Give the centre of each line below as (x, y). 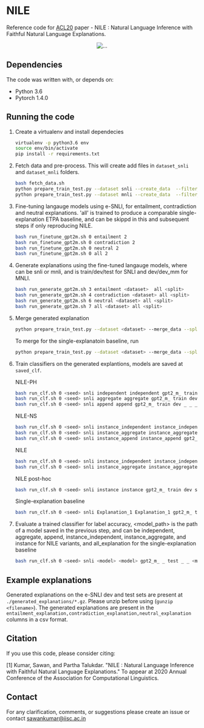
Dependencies (34, 65)
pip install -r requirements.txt (57, 154)
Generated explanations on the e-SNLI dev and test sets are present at (95, 595)
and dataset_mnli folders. (47, 172)
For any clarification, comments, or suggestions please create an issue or (98, 712)
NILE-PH (26, 382)
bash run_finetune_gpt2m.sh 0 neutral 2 (67, 248)
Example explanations (49, 580)
